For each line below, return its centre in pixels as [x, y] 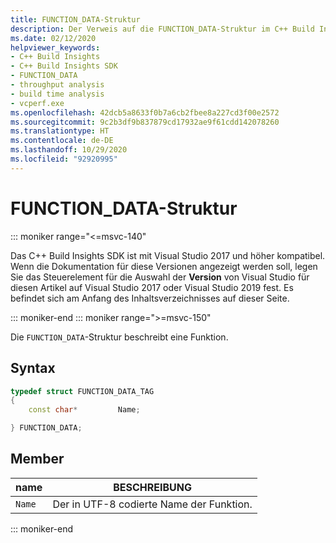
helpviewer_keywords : [55, 47]
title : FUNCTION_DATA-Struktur [75, 19]
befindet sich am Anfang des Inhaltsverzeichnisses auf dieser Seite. [150, 298]
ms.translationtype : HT [60, 131]
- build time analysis [57, 94]
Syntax [33, 368]
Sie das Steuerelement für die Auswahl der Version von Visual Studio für [160, 277]
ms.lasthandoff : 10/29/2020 [69, 150]
